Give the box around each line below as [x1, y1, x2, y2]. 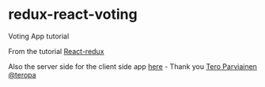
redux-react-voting [8, 5, 138, 24]
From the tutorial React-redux [8, 46, 104, 56]
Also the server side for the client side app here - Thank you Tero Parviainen [8, 61, 257, 71]
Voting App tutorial [8, 31, 70, 41]
